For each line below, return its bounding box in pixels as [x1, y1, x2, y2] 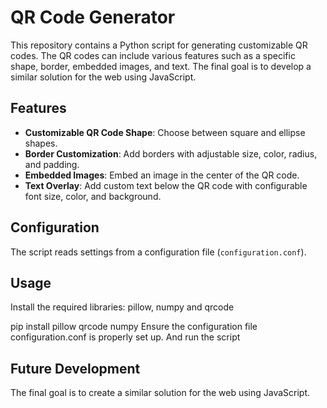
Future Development [10, 360, 141, 377]
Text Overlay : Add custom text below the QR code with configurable [24, 179, 308, 191]
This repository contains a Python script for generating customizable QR [10, 39, 308, 51]
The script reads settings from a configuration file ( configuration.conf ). [10, 246, 307, 258]
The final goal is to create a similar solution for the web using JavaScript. [10, 387, 311, 399]
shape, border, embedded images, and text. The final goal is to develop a [10, 60, 312, 72]
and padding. [24, 158, 80, 170]
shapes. [24, 137, 58, 149]
